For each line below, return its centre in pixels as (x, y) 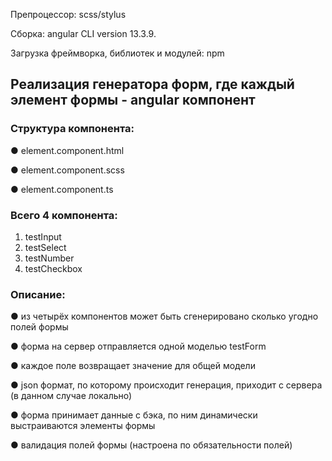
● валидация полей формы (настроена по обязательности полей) (151, 445)
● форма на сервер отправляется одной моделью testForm (138, 346)
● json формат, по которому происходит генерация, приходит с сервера (166, 385)
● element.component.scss (67, 170)
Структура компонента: (72, 129)
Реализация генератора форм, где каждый (152, 84)
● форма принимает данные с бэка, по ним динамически (134, 415)
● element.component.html (67, 150)
